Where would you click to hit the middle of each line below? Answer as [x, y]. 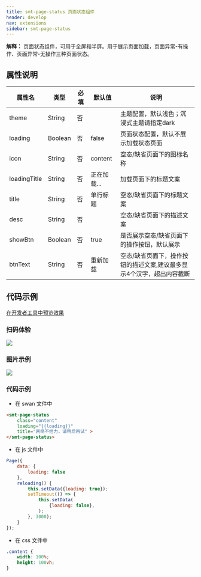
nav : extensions [26, 23]
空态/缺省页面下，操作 [151, 256]
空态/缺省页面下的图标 [151, 154]
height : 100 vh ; [36, 563]
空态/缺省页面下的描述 [151, 215]
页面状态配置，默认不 [150, 134]
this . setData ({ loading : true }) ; [68, 489]
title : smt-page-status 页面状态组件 [51, 12]
